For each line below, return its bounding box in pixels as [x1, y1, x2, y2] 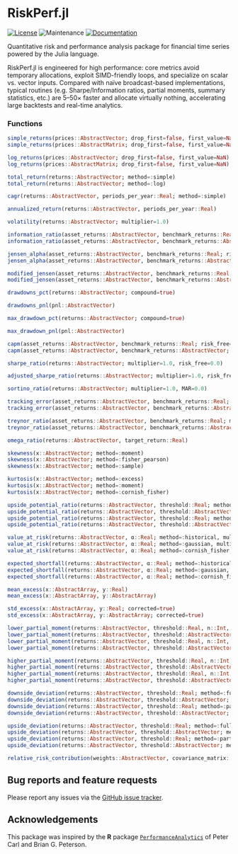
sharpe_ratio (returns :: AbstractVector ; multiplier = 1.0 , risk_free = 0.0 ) [7, 360, 223, 367]
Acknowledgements [7, 814, 98, 826]
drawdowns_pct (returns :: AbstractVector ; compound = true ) [7, 289, 176, 297]
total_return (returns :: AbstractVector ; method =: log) [7, 180, 166, 187]
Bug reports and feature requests [7, 774, 158, 787]
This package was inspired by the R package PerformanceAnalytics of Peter [7, 832, 229, 841]
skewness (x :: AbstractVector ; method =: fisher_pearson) [7, 456, 170, 463]
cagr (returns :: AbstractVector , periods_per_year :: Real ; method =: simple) [7, 193, 227, 200]
